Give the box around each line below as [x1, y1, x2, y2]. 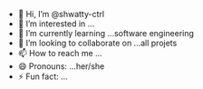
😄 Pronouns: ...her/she [17, 61, 105, 72]
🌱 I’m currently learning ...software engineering [17, 28, 195, 38]
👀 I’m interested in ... [17, 18, 95, 29]
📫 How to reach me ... [17, 48, 102, 58]
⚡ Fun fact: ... [17, 71, 68, 82]
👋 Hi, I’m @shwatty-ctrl [17, 9, 105, 19]
